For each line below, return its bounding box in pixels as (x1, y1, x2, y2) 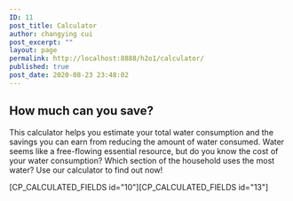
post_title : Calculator (9, 21, 98, 30)
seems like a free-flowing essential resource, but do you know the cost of (9, 145, 279, 156)
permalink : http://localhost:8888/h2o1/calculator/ (9, 54, 204, 63)
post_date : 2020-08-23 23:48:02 (9, 71, 129, 80)
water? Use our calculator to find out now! (9, 165, 163, 175)
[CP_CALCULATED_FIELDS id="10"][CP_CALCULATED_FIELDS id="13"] (9, 182, 269, 192)
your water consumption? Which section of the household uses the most (9, 155, 275, 166)
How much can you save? (9, 104, 154, 119)
